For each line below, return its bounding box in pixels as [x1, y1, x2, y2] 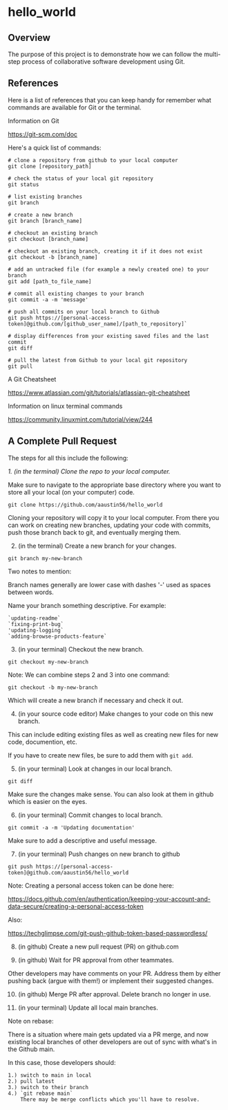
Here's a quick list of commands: [8, 143, 102, 152]
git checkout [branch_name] [8, 235, 89, 242]
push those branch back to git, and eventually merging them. [8, 528, 182, 537]
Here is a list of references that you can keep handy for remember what [8, 96, 211, 104]
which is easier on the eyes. [8, 797, 87, 805]
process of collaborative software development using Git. [21, 57, 185, 66]
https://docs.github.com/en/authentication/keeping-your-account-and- [8, 895, 211, 903]
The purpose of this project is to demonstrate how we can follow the [8, 50, 203, 58]
